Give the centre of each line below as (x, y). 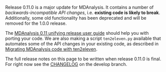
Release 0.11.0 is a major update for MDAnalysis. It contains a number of (79, 7)
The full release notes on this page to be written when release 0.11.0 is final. (83, 59)
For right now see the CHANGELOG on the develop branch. (66, 64)
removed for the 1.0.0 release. (36, 23)
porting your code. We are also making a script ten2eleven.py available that (83, 38)
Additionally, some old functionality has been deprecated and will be (76, 18)
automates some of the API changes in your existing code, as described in (82, 44)
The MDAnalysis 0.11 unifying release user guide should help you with (77, 33)
